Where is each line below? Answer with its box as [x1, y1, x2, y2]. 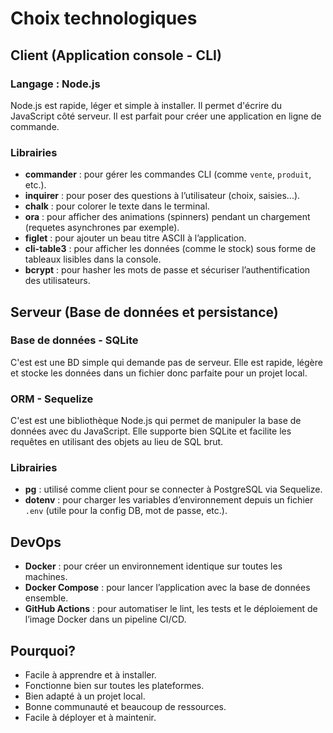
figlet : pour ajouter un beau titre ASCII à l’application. [24, 232, 247, 244]
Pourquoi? [10, 642, 77, 659]
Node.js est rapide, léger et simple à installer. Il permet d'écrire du [10, 99, 283, 111]
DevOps [10, 533, 62, 551]
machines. [24, 571, 68, 583]
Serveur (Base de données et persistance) [10, 303, 279, 321]
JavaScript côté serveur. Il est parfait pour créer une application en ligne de [10, 110, 322, 122]
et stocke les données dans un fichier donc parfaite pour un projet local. [10, 367, 308, 379]
